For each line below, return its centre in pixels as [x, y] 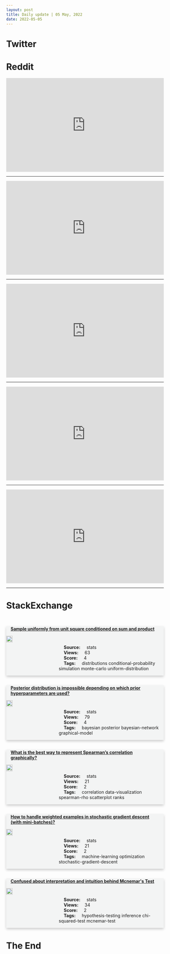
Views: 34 [77, 905]
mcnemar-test [101, 921]
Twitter [21, 44]
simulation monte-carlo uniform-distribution [104, 669]
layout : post [20, 10]
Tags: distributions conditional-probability [109, 663]
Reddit [20, 67]
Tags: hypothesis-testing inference [102, 915]
